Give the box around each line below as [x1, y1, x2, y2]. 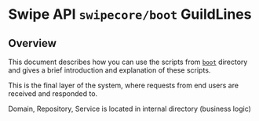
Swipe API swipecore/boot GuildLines [8, 5, 252, 23]
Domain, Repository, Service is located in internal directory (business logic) [8, 104, 251, 113]
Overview [8, 37, 57, 50]
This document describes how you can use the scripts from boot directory [8, 57, 248, 66]
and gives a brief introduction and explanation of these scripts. [8, 66, 211, 75]
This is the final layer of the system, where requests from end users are [8, 80, 239, 90]
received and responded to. [8, 89, 98, 98]
